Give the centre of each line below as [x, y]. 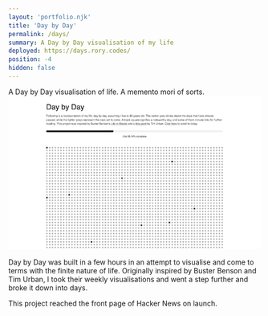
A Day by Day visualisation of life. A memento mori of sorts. [106, 92]
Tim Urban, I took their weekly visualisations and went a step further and [128, 279]
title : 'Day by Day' [43, 25]
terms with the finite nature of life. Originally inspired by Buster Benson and [132, 270]
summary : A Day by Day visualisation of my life [91, 43]
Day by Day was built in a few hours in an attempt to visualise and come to [131, 262]
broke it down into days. [48, 287]
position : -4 [30, 60]
